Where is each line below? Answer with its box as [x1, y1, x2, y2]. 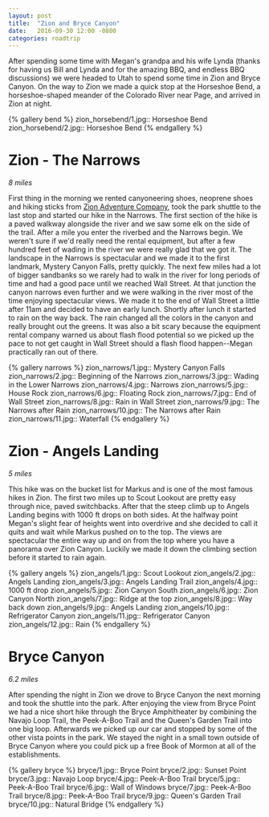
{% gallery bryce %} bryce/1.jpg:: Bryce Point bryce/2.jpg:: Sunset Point [8, 766, 247, 775]
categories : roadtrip [8, 34, 81, 43]
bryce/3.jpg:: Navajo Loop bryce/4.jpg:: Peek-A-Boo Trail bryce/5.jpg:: [8, 774, 241, 784]
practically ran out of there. [8, 347, 99, 357]
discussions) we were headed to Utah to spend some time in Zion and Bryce [8, 73, 261, 83]
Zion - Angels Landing [8, 442, 159, 461]
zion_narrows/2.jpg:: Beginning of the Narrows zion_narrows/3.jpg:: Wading [8, 372, 259, 381]
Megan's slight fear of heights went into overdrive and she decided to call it [8, 519, 259, 528]
